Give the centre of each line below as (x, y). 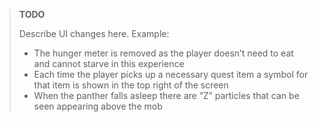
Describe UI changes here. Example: (94, 33)
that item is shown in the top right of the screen (131, 85)
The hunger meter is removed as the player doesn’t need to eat (163, 53)
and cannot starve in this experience (109, 63)
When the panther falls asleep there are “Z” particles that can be (166, 95)
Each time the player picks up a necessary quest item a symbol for (171, 74)
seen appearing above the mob (98, 106)
